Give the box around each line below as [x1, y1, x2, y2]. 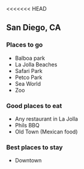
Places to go [6, 40, 43, 49]
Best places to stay [6, 143, 63, 151]
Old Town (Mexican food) [14, 128, 78, 135]
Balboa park [14, 54, 45, 62]
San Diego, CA [6, 22, 61, 33]
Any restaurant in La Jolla [14, 115, 78, 123]
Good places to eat [6, 101, 62, 110]
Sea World [14, 80, 41, 87]
